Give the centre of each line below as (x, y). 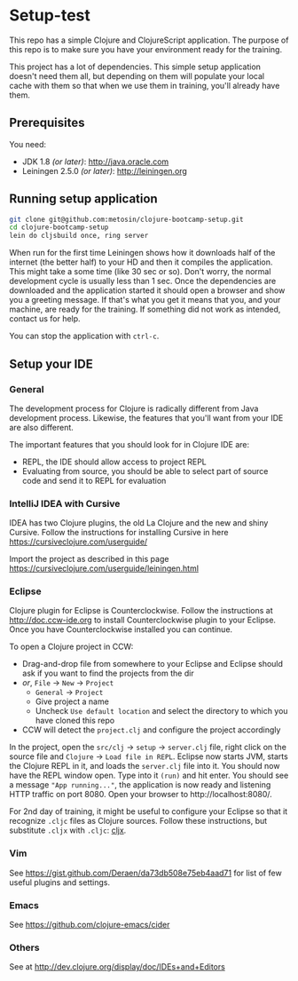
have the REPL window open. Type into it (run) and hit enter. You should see (149, 775)
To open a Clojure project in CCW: (71, 647)
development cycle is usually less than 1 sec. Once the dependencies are (143, 281)
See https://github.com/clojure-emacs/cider (90, 925)
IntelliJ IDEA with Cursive (65, 503)
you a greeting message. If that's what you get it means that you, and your (145, 300)
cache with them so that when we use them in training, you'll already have (145, 85)
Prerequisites (47, 123)
